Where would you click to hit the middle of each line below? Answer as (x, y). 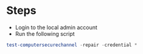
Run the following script (45, 33)
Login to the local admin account (56, 27)
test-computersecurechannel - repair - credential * (72, 45)
